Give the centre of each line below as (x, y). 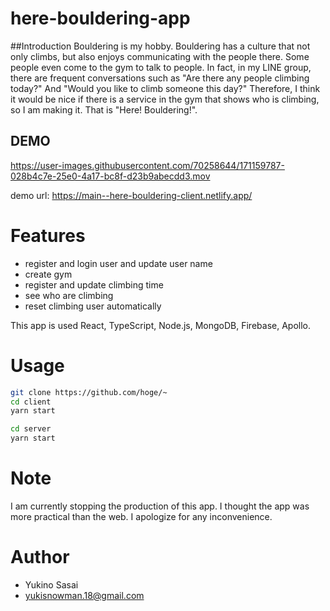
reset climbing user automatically (93, 306)
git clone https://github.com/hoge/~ (89, 392)
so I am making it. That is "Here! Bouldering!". (104, 109)
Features (48, 235)
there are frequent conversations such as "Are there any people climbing (160, 78)
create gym (48, 274)
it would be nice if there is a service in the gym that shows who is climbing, (165, 99)
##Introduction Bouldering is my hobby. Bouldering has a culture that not (160, 46)
